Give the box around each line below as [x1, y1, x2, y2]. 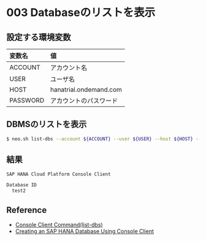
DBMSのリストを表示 [6, 119, 87, 129]
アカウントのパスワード [50, 96, 118, 105]
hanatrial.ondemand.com [50, 85, 123, 94]
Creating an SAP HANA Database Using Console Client [15, 228, 154, 235]
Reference [6, 205, 47, 215]
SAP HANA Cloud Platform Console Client [6, 171, 112, 177]
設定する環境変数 [6, 32, 71, 42]
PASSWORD [9, 96, 45, 104]
